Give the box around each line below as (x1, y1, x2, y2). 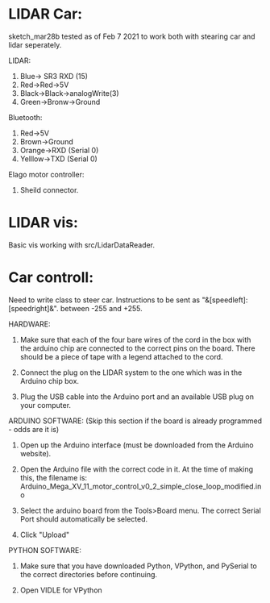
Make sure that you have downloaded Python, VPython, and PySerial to (19, 561, 258, 571)
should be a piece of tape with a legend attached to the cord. (19, 351, 223, 361)
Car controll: (8, 268, 94, 287)
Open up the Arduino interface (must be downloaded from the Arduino (19, 440, 254, 450)
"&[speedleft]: (201, 295, 248, 305)
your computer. (19, 400, 71, 410)
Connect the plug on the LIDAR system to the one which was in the (19, 368, 243, 377)
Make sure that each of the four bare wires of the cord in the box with (19, 335, 251, 344)
